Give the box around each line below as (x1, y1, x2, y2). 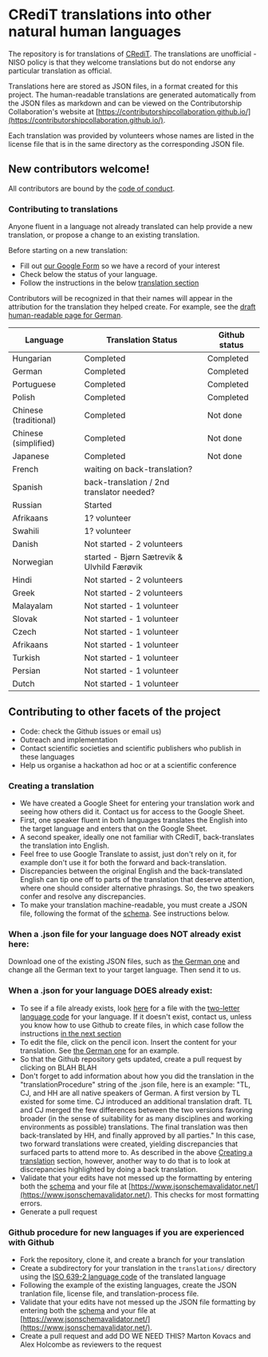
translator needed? (84, 487, 156, 498)
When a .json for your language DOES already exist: (8, 985, 213, 996)
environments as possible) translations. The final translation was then (19, 1122, 248, 1131)
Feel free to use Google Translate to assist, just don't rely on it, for (19, 849, 238, 859)
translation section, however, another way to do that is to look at (19, 1156, 231, 1165)
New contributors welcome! (8, 162, 150, 176)
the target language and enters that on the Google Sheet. (19, 824, 208, 833)
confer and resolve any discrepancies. (19, 892, 146, 901)
